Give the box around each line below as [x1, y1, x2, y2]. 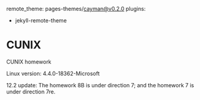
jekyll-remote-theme [15, 17, 67, 24]
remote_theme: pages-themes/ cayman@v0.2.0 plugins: [6, 5, 146, 12]
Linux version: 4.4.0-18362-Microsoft [6, 70, 100, 77]
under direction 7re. [6, 88, 56, 95]
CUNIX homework [6, 58, 52, 65]
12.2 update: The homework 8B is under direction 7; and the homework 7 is [6, 81, 195, 88]
